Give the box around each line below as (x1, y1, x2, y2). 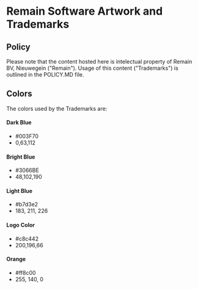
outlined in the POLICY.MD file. (6, 71, 84, 78)
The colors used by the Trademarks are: (6, 105, 108, 112)
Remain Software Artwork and (6, 4, 163, 18)
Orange (6, 255, 26, 263)
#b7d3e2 (15, 201, 38, 208)
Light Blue (6, 187, 32, 194)
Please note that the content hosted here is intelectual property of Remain (6, 58, 193, 65)
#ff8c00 (15, 269, 36, 276)
